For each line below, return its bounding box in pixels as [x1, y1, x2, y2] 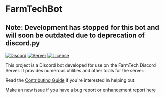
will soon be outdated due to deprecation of [5, 31, 145, 39]
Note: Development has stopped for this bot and [5, 23, 160, 32]
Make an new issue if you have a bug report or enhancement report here [5, 87, 156, 93]
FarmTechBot [5, 3, 63, 15]
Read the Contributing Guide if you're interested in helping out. [5, 77, 136, 83]
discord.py [5, 39, 40, 47]
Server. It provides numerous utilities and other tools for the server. [5, 68, 145, 73]
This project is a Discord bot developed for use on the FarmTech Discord [5, 62, 156, 68]
